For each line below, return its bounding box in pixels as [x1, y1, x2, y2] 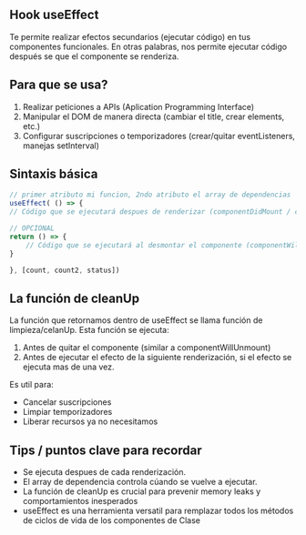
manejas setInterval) [22, 140, 100, 151]
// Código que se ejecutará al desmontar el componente [25, 240, 243, 249]
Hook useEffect [9, 7, 99, 23]
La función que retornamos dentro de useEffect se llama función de [9, 315, 263, 326]
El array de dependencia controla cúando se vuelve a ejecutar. [22, 477, 258, 488]
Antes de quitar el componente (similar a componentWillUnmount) [22, 342, 271, 353]
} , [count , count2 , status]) [9, 266, 120, 275]
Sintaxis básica [9, 167, 98, 182]
